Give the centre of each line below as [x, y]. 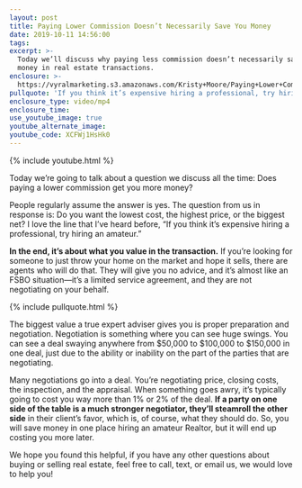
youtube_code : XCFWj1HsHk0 [60, 135]
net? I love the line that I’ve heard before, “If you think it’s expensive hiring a [150, 224]
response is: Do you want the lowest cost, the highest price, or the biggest [147, 214]
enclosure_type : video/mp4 [60, 101]
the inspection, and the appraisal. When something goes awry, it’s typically [148, 389]
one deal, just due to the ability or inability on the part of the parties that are [149, 353]
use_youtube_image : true [56, 118]
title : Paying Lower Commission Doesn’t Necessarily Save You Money [140, 26]
